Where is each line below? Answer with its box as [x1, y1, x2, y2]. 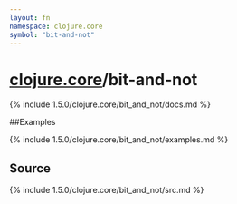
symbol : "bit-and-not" [9, 30, 95, 39]
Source [9, 160, 52, 176]
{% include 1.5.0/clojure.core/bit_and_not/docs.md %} [9, 99, 211, 110]
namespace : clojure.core [9, 22, 103, 31]
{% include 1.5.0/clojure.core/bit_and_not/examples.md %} [9, 134, 229, 145]
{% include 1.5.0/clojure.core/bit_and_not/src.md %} [9, 185, 204, 196]
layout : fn [9, 13, 51, 23]
